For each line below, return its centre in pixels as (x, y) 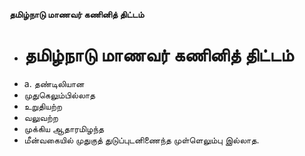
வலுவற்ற (41, 117)
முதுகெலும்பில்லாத (59, 95)
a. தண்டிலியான (54, 83)
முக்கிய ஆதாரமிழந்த (64, 128)
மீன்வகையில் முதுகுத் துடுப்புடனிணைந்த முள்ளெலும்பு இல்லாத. (141, 140)
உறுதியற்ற (43, 106)
